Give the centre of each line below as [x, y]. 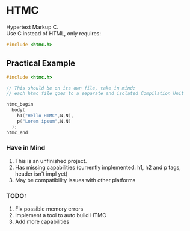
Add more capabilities [42, 222]
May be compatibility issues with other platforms [75, 180]
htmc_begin [20, 105]
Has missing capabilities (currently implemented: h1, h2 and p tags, [98, 167]
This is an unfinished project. [51, 161]
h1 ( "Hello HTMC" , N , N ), [45, 115]
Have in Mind [26, 148]
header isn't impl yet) [41, 174]
